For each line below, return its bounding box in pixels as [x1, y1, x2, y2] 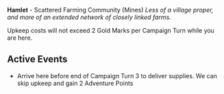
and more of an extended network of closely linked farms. [7, 13, 171, 21]
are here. [7, 34, 33, 42]
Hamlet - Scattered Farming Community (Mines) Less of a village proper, [7, 6, 214, 14]
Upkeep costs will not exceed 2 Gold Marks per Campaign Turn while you [7, 27, 214, 34]
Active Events [7, 54, 68, 65]
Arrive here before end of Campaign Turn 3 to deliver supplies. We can [16, 71, 218, 80]
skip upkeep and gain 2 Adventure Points [16, 79, 134, 87]
